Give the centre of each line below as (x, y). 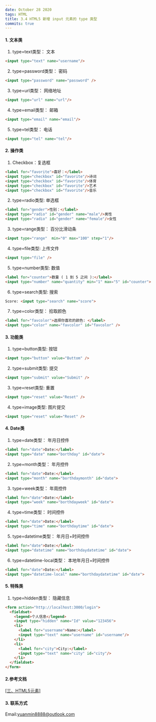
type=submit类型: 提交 (35, 368)
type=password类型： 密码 (40, 71)
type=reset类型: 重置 (33, 388)
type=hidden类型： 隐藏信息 (41, 598)
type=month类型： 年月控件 (40, 464)
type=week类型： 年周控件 (39, 488)
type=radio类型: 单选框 (36, 200)
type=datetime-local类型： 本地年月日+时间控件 (61, 560)
